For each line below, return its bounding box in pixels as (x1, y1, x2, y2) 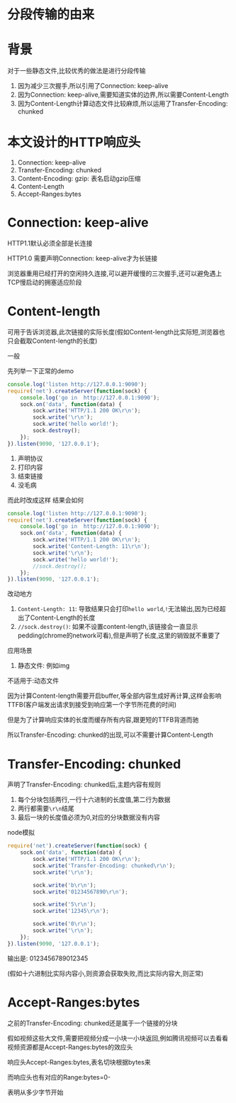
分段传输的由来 (7, 6, 95, 23)
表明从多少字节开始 (7, 1087, 64, 1097)
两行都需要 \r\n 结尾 (17, 804, 74, 813)
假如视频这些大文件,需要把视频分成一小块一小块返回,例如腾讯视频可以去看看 (7, 1033, 229, 1042)
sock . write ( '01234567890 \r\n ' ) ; (33, 888, 129, 895)
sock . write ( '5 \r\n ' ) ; (33, 901, 97, 909)
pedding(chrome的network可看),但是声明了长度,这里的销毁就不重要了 (17, 631, 221, 640)
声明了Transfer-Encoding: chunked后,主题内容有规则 (7, 780, 161, 789)
